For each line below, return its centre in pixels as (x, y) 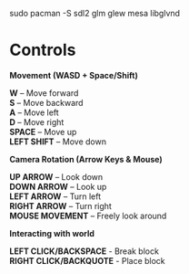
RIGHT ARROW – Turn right (60, 205)
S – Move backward (46, 102)
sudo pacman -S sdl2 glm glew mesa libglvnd (94, 13)
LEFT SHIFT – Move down (58, 142)
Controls (43, 50)
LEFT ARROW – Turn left (55, 196)
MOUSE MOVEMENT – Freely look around (88, 216)
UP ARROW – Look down (56, 176)
